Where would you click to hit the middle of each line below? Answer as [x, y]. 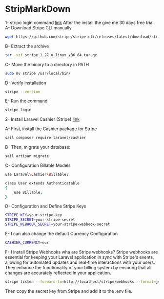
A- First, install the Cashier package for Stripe [51, 129]
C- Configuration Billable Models [38, 165]
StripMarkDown [38, 9]
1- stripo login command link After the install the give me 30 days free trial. [80, 23]
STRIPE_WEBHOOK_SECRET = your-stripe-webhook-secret [58, 224]
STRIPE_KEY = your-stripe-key [34, 215]
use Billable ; [28, 192]
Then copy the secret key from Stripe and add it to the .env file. [69, 291]
